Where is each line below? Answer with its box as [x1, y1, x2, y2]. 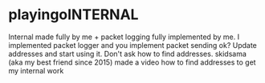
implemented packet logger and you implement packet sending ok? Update [8, 40, 257, 49]
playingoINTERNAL [8, 6, 139, 24]
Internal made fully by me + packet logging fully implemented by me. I [8, 32, 239, 41]
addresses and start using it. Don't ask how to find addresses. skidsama [8, 49, 247, 58]
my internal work [8, 65, 64, 75]
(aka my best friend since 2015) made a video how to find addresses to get [8, 57, 256, 67]
